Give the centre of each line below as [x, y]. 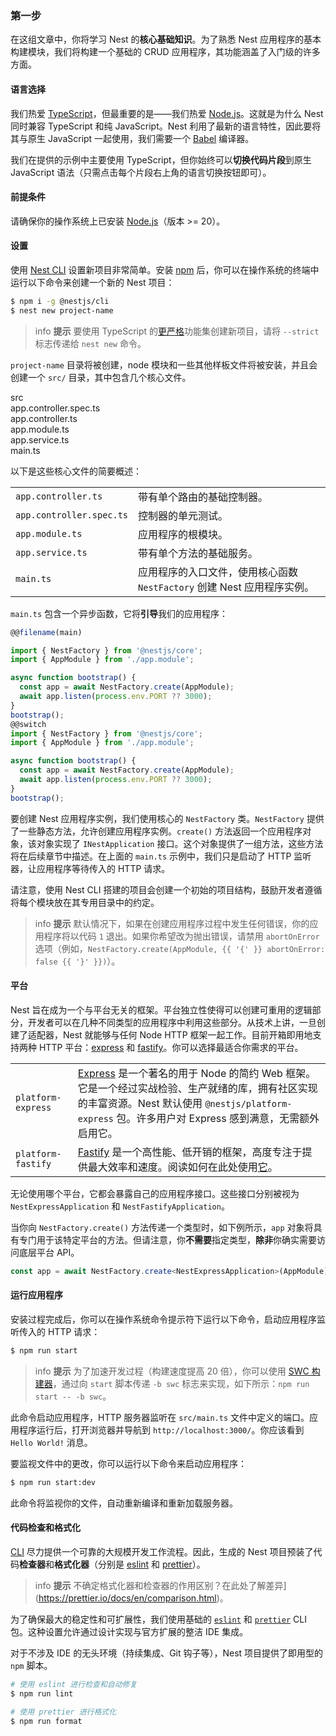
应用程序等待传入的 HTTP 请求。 [103, 868]
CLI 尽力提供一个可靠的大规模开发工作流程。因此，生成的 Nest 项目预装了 [162, 1551]
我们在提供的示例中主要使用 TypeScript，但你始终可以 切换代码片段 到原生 [161, 159]
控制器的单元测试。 [183, 515]
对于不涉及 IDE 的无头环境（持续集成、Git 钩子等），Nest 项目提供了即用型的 [167, 1653]
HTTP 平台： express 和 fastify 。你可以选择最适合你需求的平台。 [171, 1047]
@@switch [28, 724]
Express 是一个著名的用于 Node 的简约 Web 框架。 [197, 1073]
